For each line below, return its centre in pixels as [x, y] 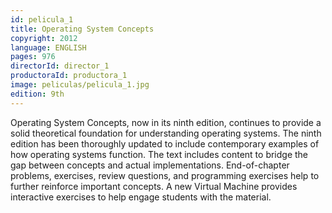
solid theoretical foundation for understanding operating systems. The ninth [166, 133]
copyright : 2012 [44, 38]
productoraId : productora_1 [69, 76]
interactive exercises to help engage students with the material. [141, 197]
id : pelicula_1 [42, 19]
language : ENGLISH [48, 47]
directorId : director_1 [60, 66]
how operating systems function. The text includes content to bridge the [159, 154]
